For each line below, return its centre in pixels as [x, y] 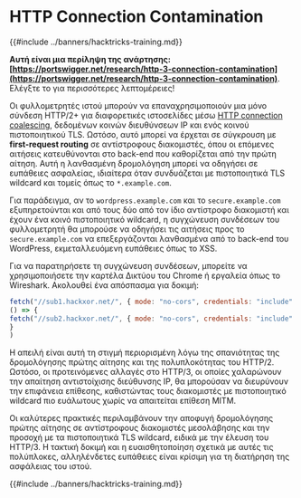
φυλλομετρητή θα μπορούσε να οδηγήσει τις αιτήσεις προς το [127, 229]
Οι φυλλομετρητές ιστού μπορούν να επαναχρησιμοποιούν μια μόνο [138, 105]
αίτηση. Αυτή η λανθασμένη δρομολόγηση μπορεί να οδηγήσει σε [134, 163]
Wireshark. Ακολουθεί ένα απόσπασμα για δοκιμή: [104, 285]
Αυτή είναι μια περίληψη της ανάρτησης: [90, 59]
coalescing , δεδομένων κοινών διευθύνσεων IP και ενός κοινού [129, 125]
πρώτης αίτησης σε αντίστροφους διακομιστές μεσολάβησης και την [140, 428]
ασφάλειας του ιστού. [51, 466]
